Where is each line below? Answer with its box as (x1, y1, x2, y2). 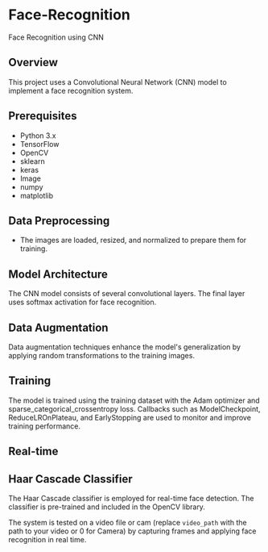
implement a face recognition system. (8, 86, 134, 95)
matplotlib (19, 190, 54, 200)
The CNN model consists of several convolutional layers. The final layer (8, 289, 245, 299)
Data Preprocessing (8, 214, 110, 228)
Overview (8, 56, 59, 69)
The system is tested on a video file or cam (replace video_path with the (8, 518, 247, 528)
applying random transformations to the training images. (8, 351, 196, 360)
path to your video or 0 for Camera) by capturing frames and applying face (8, 526, 257, 536)
